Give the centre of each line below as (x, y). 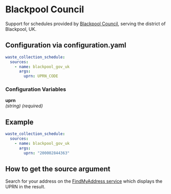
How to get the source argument (58, 169)
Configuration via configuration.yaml (66, 45)
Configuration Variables (36, 89)
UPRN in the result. (25, 187)
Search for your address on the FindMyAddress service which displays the (84, 181)
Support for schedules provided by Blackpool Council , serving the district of (85, 24)
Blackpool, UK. (21, 29)
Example (19, 122)
